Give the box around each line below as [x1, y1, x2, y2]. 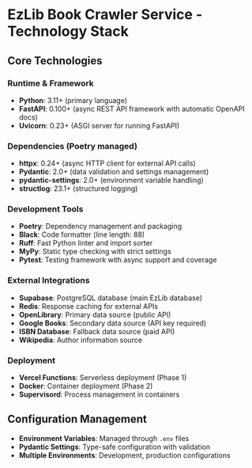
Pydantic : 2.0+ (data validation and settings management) [18, 167, 209, 177]
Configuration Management [7, 413, 148, 426]
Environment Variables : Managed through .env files [18, 433, 190, 443]
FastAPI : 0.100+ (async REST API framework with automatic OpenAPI [18, 104, 246, 113]
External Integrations [7, 275, 90, 286]
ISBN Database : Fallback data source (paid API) [18, 326, 175, 336]
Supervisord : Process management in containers [18, 390, 180, 399]
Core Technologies [7, 54, 103, 67]
